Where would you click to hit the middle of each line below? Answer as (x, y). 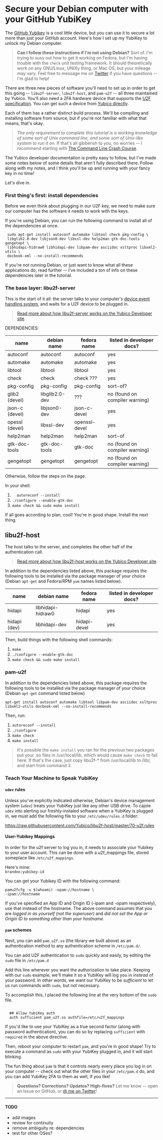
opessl (15, 422)
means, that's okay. (24, 123)
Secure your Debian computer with (77, 9)
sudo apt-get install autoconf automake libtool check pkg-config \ (78, 235)
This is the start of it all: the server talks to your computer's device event (78, 299)
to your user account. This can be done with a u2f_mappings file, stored (77, 852)
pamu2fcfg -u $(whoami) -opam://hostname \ (50, 890)
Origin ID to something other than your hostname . (55, 918)
